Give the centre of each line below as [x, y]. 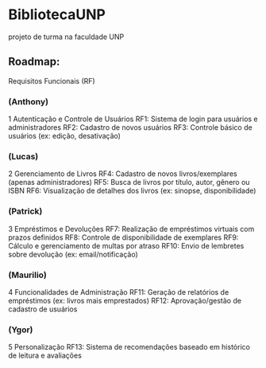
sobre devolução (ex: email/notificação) [73, 254]
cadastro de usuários [43, 309]
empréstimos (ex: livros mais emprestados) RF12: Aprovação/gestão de [125, 300]
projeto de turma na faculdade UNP [66, 37]
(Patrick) [25, 211]
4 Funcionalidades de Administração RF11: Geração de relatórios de [119, 292]
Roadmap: [34, 62]
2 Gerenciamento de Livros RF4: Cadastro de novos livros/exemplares [123, 174]
